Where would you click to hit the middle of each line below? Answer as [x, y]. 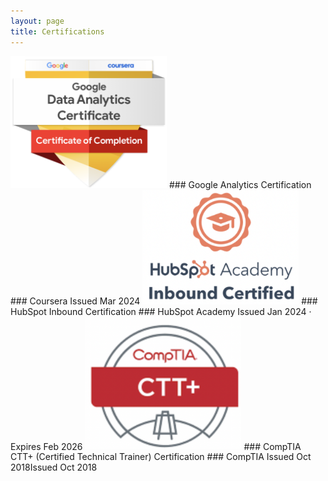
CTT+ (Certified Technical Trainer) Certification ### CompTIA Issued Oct [161, 457]
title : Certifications [57, 31]
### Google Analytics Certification [240, 184]
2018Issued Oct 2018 [54, 467]
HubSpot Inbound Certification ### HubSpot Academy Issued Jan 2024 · [161, 311]
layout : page [37, 21]
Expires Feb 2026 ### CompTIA [156, 446]
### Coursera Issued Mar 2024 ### [164, 301]
